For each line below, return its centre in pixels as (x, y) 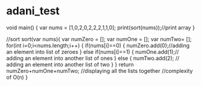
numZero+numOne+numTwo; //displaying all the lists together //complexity (100, 70)
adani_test (33, 11)
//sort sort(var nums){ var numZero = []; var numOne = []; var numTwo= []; (99, 39)
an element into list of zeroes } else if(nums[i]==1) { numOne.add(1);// (93, 51)
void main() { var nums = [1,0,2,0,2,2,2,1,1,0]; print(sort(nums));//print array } (101, 27)
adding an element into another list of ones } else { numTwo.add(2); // (93, 58)
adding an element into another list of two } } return (70, 64)
